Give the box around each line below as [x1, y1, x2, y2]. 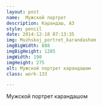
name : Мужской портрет [6, 15, 67, 21]
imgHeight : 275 [6, 59, 45, 65]
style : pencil [6, 25, 42, 32]
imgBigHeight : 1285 [6, 48, 56, 55]
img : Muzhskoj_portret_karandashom [6, 37, 97, 43]
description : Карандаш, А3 [6, 20, 75, 26]
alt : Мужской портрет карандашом [6, 65, 91, 71]
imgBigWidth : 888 [6, 43, 50, 49]
